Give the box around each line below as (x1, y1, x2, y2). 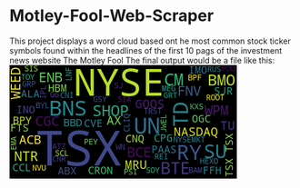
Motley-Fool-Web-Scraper (9, 5, 215, 26)
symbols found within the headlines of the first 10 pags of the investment (9, 45, 283, 55)
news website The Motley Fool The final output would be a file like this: (9, 54, 275, 65)
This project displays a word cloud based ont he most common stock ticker (9, 35, 291, 46)
